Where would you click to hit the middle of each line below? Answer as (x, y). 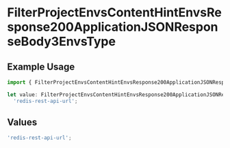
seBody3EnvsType (62, 42)
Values (22, 122)
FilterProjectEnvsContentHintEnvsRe (115, 13)
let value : (23, 94)
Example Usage (41, 66)
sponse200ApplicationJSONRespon (113, 27)
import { (20, 83)
